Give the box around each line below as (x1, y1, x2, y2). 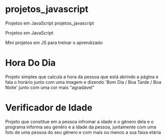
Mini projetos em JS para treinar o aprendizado (5, 39, 103, 46)
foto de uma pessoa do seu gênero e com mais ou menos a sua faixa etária (5, 129, 161, 135)
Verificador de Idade (5, 102, 93, 113)
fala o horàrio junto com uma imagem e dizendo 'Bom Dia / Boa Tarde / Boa (5, 79, 162, 85)
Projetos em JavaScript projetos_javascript (5, 20, 95, 26)
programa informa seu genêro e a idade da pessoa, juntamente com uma (5, 124, 156, 130)
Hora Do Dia (5, 57, 56, 69)
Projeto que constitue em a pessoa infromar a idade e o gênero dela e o (5, 118, 154, 124)
